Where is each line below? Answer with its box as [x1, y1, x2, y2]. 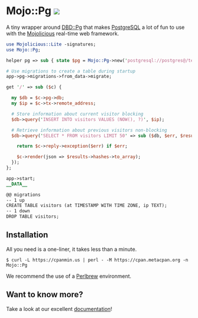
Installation [6, 230, 48, 240]
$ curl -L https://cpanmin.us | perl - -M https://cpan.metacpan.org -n [6, 257, 189, 263]
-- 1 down [6, 208, 31, 214]
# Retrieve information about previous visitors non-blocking [11, 127, 167, 133]
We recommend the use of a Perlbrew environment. [6, 273, 131, 280]
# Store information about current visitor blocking [11, 111, 144, 117]
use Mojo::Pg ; [6, 47, 41, 53]
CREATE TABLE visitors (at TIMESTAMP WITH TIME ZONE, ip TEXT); [6, 202, 167, 209]
